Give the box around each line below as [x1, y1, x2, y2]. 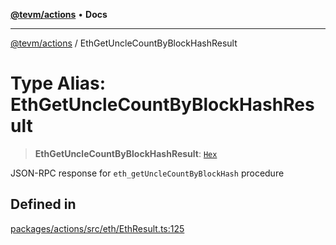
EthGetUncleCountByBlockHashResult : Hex [34, 147, 218, 159]
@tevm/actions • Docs [10, 9, 108, 20]
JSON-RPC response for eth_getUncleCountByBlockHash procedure [10, 167, 285, 179]
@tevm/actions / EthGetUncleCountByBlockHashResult [10, 37, 238, 49]
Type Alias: [10, 72, 107, 95]
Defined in [10, 196, 77, 213]
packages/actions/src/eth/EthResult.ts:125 [10, 222, 185, 234]
